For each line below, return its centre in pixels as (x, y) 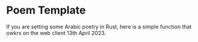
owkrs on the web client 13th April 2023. (56, 33)
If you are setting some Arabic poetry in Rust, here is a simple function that (99, 27)
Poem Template (46, 10)
